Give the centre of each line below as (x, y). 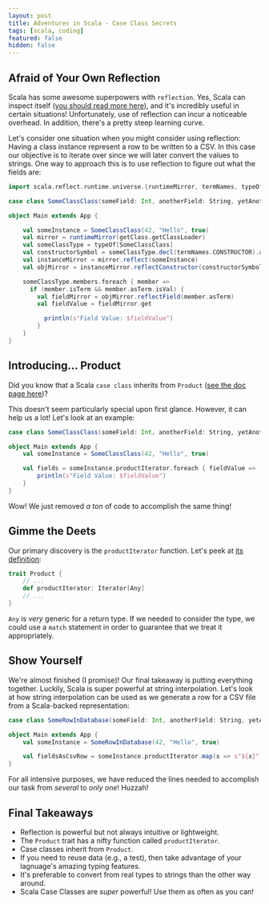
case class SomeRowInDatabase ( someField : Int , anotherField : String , (127, 720)
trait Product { (35, 574)
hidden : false (32, 46)
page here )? (28, 394)
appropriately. (31, 635)
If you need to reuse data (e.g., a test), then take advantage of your (130, 858)
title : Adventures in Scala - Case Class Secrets (93, 23)
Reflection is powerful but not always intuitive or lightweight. (120, 832)
